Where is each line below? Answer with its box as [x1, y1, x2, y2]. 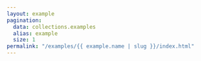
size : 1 [13, 36, 36, 43]
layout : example [6, 10, 55, 18]
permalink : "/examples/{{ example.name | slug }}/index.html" [6, 43, 195, 50]
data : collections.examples [13, 23, 97, 30]
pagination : [6, 17, 42, 24]
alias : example [13, 29, 58, 37]
